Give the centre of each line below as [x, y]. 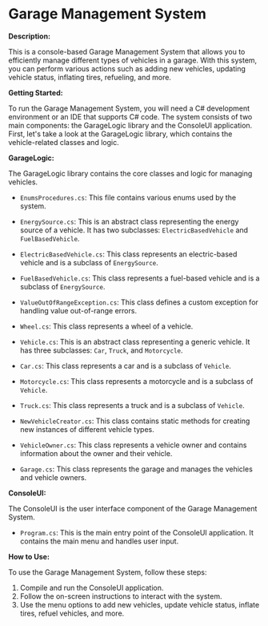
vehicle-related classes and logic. [64, 142]
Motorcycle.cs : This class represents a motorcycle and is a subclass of [136, 381]
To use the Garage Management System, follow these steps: [108, 572]
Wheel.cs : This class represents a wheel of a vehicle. [106, 326]
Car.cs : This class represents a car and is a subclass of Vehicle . [126, 366]
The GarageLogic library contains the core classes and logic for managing [130, 173]
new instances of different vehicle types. [87, 429]
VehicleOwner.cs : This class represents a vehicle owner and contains [133, 445]
